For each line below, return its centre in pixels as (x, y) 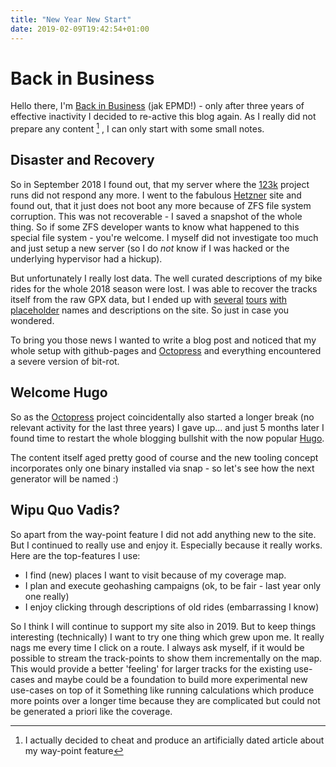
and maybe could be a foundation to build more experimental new (172, 679)
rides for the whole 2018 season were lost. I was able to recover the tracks (164, 288)
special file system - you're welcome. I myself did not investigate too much (164, 237)
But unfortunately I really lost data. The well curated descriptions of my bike (166, 278)
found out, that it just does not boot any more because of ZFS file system (161, 205)
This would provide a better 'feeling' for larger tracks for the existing (151, 668)
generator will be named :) (64, 478)
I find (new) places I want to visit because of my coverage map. (155, 575)
